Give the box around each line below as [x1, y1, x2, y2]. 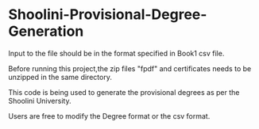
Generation [8, 22, 84, 40]
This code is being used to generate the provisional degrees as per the [8, 87, 240, 97]
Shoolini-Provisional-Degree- [8, 6, 207, 24]
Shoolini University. [8, 96, 72, 105]
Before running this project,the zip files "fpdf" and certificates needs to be [8, 63, 252, 73]
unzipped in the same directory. [8, 72, 113, 82]
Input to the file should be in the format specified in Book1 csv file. [8, 48, 225, 58]
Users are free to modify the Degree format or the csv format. [8, 111, 211, 120]
